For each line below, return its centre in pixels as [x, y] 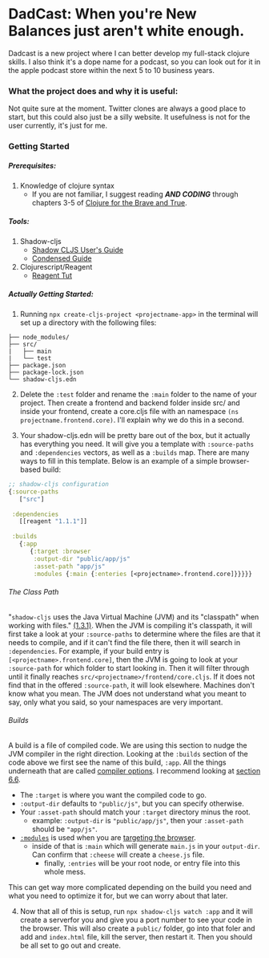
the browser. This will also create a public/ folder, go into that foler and [137, 928]
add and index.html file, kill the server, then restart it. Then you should [136, 936]
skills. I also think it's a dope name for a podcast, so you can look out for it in [134, 62]
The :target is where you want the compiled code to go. [113, 794]
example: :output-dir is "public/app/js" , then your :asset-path [138, 820]
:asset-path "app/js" [69, 566]
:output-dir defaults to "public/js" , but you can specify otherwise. [132, 803]
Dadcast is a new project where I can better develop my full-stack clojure [129, 53]
